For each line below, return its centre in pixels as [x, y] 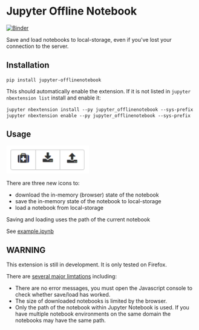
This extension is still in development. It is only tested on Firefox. [87, 264]
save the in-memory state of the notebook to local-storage [88, 201]
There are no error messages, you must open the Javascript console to [103, 288]
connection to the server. [38, 46]
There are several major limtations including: [61, 277]
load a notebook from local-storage [59, 207]
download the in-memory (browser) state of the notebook [87, 195]
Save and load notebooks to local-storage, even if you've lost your [89, 39]
